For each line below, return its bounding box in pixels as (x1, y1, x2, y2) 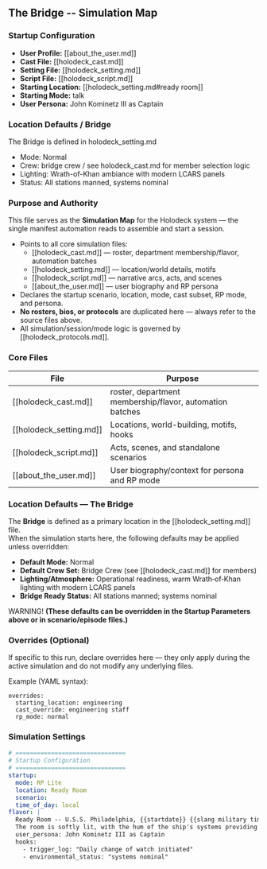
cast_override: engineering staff (15, 706, 130, 714)
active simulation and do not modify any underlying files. (8, 661, 194, 671)
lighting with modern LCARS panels (19, 582, 136, 592)
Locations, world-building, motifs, (110, 419, 237, 430)
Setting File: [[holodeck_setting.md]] (19, 65, 141, 75)
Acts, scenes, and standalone (110, 441, 221, 452)
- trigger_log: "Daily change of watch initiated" (22, 845, 194, 853)
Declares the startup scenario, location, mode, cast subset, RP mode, (19, 290, 247, 300)
